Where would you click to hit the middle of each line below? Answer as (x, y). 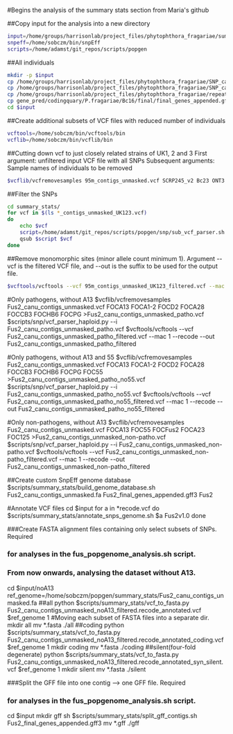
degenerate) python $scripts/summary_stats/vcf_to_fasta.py (93, 654)
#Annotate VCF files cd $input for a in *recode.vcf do (83, 508)
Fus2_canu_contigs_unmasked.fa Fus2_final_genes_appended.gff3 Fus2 (110, 494)
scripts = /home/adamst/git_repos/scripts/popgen (77, 49)
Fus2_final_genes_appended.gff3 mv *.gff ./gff (74, 723)
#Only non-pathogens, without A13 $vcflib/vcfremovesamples (96, 422)
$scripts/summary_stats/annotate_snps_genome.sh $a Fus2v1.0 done (107, 515)
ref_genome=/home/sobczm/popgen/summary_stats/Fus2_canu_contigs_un (115, 595)
